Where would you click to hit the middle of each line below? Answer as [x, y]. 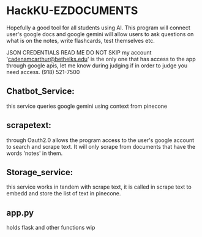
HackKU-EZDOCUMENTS [72, 11]
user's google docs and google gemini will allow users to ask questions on [100, 34]
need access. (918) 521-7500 [43, 72]
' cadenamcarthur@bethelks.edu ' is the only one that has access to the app [101, 59]
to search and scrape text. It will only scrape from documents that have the [101, 146]
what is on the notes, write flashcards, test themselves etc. [80, 40]
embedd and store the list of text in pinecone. [64, 194]
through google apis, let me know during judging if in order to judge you [97, 66]
